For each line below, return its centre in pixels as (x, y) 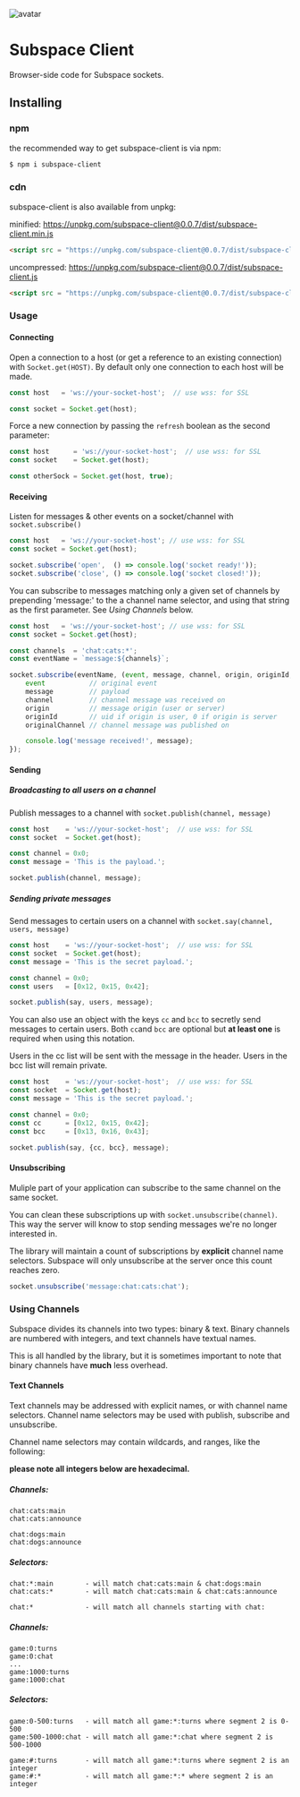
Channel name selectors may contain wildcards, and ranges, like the (135, 1442)
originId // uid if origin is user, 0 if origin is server (151, 716)
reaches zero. (35, 1270)
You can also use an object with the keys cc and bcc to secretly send (135, 1020)
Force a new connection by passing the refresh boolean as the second (140, 426)
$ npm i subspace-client (55, 164)
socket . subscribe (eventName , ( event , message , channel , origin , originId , (151, 675)
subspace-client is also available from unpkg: (93, 207)
